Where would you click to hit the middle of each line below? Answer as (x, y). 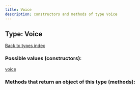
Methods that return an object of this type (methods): (70, 82)
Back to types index (25, 46)
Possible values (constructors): (43, 58)
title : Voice (18, 10)
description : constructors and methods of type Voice (61, 14)
